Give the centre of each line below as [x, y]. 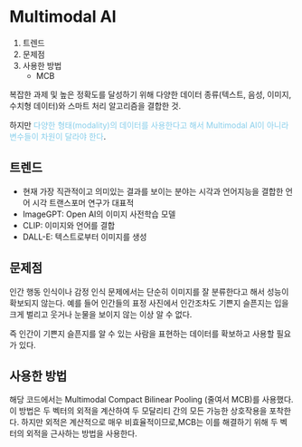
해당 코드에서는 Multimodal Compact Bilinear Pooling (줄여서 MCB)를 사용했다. [151, 400]
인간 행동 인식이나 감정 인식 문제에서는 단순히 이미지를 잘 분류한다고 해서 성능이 [149, 291]
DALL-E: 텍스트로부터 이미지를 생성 [85, 237]
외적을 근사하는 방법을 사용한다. [81, 433]
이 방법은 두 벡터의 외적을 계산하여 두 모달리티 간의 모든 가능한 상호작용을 [138, 411]
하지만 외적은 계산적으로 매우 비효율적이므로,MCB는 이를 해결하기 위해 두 [150, 423]
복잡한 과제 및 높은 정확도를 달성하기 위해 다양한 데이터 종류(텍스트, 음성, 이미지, [151, 94]
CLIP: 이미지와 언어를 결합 [69, 225]
